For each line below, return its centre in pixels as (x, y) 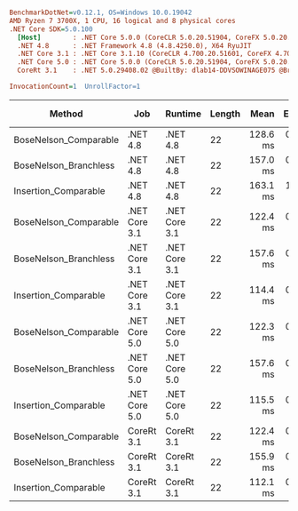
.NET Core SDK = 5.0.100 (51, 29)
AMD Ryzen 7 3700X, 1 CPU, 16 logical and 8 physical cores (123, 20)
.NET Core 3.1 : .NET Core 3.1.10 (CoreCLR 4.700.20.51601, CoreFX (145, 54)
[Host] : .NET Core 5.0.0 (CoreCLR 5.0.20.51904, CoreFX (138, 37)
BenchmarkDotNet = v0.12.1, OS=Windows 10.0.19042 (101, 12)
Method (66, 114)
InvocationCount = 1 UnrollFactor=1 (75, 86)
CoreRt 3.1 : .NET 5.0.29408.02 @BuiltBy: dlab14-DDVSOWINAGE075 (146, 71)
